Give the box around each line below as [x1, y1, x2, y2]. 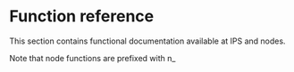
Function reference [9, 6, 155, 27]
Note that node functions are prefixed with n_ [9, 52, 176, 63]
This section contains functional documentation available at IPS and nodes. [9, 36, 286, 46]
